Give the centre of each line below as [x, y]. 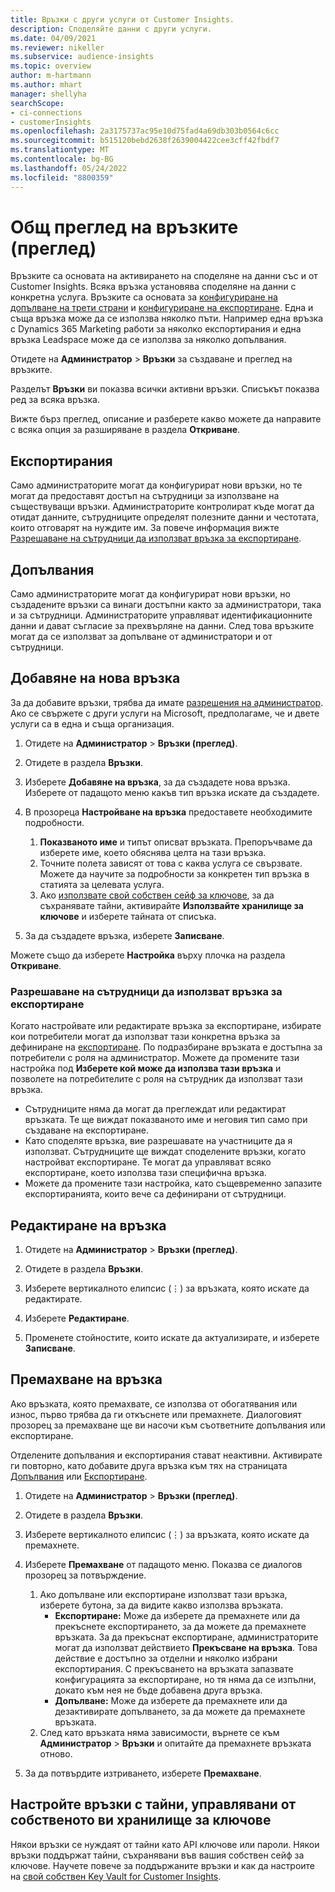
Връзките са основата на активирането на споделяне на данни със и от [164, 276]
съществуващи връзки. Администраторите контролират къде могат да [162, 507]
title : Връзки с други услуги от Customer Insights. [122, 19]
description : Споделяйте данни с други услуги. [111, 29]
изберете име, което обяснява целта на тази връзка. [153, 852]
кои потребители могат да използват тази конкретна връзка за [145, 1037]
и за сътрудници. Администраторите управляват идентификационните [161, 615]
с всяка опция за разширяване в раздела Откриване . [125, 430]
